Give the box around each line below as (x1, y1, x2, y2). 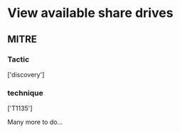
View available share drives (7, 5, 174, 21)
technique (7, 88, 44, 98)
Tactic (7, 54, 30, 64)
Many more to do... (7, 118, 63, 127)
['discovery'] (7, 70, 45, 79)
